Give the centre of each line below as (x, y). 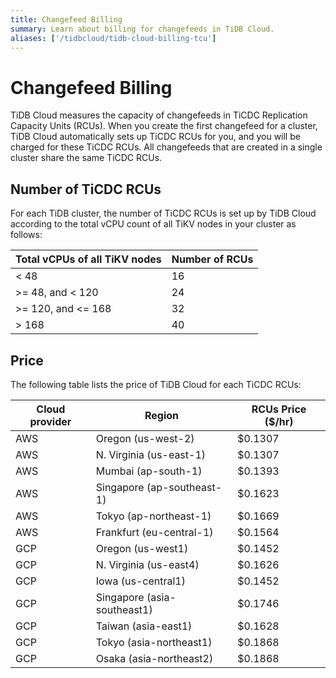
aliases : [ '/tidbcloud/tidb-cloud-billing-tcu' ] (113, 38)
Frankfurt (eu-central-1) (154, 532)
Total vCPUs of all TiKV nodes (88, 259)
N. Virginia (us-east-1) (151, 454)
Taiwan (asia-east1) (144, 626)
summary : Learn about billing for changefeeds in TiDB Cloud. (142, 29)
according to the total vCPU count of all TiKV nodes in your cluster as (153, 224)
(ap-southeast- (184, 487)
